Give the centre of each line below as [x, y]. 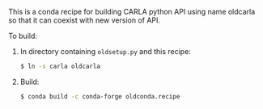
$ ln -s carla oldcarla [60, 66]
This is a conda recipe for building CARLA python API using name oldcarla [132, 12]
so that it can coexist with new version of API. [84, 20]
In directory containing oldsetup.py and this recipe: [106, 51]
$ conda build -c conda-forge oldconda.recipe [100, 96]
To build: [23, 36]
